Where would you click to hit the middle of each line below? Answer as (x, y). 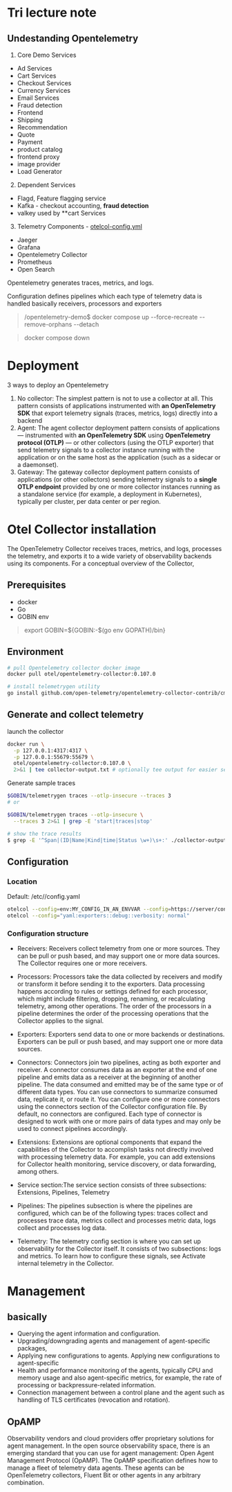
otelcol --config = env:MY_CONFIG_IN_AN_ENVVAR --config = (89, 909)
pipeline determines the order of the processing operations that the (113, 1014)
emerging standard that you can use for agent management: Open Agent (110, 1452)
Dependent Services (46, 185)
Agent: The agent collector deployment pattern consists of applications (118, 428)
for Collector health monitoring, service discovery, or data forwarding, (116, 1164)
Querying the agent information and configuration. (89, 1334)
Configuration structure (48, 933)
